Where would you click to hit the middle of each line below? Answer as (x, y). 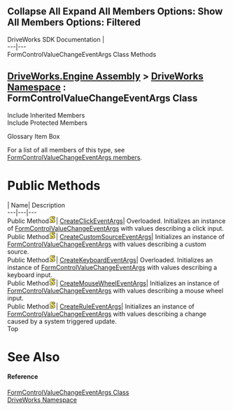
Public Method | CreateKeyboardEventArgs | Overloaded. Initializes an (110, 260)
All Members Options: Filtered (74, 23)
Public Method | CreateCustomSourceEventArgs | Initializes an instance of (116, 236)
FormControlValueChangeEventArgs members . (75, 157)
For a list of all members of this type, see (66, 149)
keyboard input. (30, 275)
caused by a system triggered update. (62, 321)
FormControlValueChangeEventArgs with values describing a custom (107, 244)
